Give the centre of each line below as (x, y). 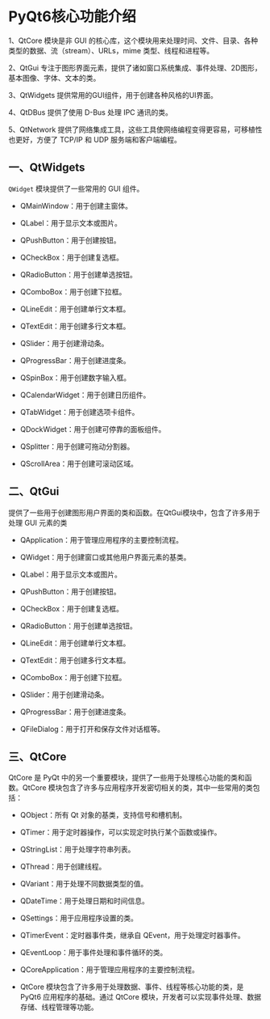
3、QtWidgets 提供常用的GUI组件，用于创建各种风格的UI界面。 (113, 95)
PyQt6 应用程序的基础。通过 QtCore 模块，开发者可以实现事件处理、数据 (141, 997)
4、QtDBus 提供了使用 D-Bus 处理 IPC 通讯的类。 (91, 112)
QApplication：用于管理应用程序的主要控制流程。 (102, 539)
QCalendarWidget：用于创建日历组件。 (85, 395)
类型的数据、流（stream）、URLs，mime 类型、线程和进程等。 (111, 50)
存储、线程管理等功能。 (59, 1007)
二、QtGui (34, 491)
